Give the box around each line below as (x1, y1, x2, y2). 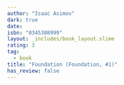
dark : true (7, 16, 38, 23)
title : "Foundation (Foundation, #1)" (7, 61, 118, 68)
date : (7, 23, 23, 29)
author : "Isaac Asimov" (7, 10, 75, 17)
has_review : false (7, 67, 60, 74)
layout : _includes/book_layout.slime (7, 36, 115, 42)
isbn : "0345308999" (7, 29, 63, 36)
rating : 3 (7, 42, 36, 49)
